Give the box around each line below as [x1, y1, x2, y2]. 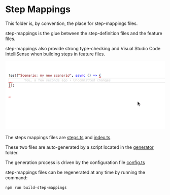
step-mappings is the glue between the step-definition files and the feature [5, 30, 162, 36]
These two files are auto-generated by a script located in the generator [5, 144, 154, 150]
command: [5, 175, 28, 181]
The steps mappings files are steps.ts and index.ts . [5, 135, 112, 141]
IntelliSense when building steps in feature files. [5, 51, 106, 57]
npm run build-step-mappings [5, 185, 67, 190]
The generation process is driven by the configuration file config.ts [5, 159, 145, 166]
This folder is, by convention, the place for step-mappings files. [5, 20, 138, 26]
